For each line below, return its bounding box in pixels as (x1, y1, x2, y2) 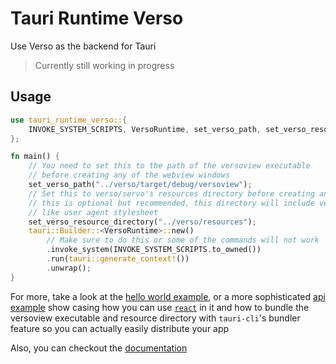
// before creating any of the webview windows (28, 170, 230, 181)
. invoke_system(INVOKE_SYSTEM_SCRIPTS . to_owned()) (46, 245, 262, 255)
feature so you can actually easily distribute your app (10, 322, 230, 334)
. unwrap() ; (46, 263, 92, 273)
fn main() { (10, 152, 60, 162)
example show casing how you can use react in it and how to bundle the (10, 301, 310, 313)
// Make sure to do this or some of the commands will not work (46, 235, 320, 246)
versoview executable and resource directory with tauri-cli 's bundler (10, 312, 301, 324)
